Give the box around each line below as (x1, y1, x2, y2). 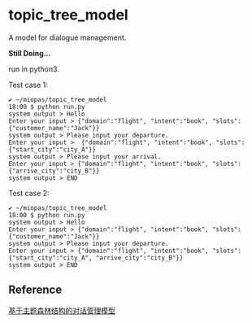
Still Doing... (8, 48, 51, 58)
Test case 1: (8, 80, 49, 89)
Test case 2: (8, 188, 50, 198)
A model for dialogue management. (8, 33, 127, 42)
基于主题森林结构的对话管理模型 (8, 305, 115, 315)
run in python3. (8, 63, 59, 74)
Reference (8, 283, 63, 297)
